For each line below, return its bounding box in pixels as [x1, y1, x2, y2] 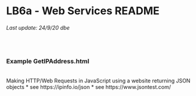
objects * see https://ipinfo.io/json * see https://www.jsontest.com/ [6, 83, 171, 90]
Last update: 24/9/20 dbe [6, 24, 70, 31]
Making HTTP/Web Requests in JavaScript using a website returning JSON [6, 77, 191, 84]
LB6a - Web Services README [6, 4, 160, 18]
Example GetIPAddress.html [6, 57, 90, 66]
